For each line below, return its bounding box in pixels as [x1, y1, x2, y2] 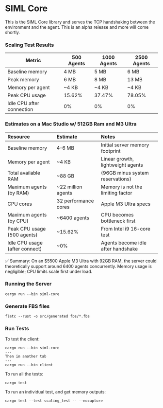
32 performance [56, 197, 94, 204]
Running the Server [5, 281, 52, 287]
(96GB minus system [101, 169, 149, 176]
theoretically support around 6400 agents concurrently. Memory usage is [5, 263, 152, 269]
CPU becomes [101, 211, 134, 218]
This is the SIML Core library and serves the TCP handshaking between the [5, 19, 155, 25]
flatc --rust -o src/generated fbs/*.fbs [5, 314, 90, 319]
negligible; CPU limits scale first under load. [5, 268, 93, 274]
